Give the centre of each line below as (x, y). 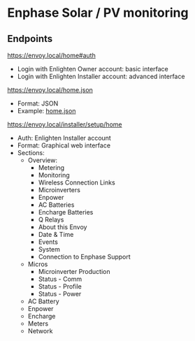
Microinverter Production (74, 271)
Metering (51, 168)
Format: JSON (38, 103)
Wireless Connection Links (77, 182)
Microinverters (59, 190)
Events (48, 242)
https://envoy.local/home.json (50, 90)
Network (40, 331)
